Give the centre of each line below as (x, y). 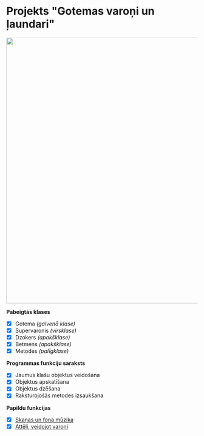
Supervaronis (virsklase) (46, 330)
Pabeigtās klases (28, 312)
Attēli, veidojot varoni (42, 426)
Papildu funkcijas (29, 407)
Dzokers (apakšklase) (42, 338)
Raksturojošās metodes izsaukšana (59, 395)
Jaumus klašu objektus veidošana (57, 375)
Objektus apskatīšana (42, 382)
